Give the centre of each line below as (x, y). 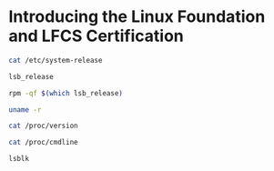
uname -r (25, 110)
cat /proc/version (43, 126)
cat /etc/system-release (56, 60)
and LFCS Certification (96, 36)
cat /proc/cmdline (43, 143)
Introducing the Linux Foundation (137, 17)
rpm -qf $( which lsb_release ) (66, 93)
